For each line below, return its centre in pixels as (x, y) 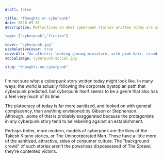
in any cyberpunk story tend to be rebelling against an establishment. (74, 121)
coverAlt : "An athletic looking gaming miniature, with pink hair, (75, 54)
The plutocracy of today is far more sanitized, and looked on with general (78, 106)
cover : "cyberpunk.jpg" (29, 45)
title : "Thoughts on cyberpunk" (38, 18)
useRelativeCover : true (29, 49)
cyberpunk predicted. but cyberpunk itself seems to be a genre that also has (81, 91)
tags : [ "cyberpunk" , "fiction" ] (37, 36)
